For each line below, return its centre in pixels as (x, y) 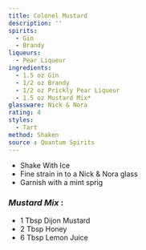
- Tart (26, 127)
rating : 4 (25, 113)
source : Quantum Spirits (51, 142)
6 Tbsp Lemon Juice (54, 237)
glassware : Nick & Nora (48, 105)
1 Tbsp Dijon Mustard (55, 220)
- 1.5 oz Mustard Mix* (53, 98)
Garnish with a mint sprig (61, 182)
